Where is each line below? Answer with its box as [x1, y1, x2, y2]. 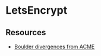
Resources [5, 27, 46, 38]
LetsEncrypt [5, 4, 68, 17]
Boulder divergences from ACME [14, 43, 95, 50]
